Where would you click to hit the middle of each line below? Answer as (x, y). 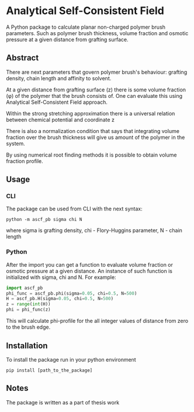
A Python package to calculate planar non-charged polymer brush (86, 27)
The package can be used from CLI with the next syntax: (74, 209)
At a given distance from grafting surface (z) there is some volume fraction (96, 90)
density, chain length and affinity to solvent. (59, 78)
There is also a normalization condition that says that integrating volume (93, 131)
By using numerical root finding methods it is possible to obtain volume (91, 155)
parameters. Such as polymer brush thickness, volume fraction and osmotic (97, 33)
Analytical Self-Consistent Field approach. (57, 102)
